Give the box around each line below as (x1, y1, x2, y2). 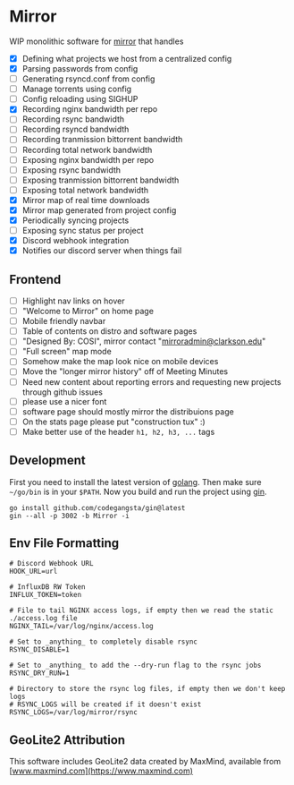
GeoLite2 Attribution (9, 732, 126, 747)
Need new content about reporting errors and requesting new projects (21, 376, 281, 387)
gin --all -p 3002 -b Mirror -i (9, 511, 130, 520)
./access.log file (9, 614, 78, 623)
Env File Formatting (9, 535, 120, 551)
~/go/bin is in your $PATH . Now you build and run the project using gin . (9, 486, 267, 497)
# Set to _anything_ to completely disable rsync (9, 637, 198, 646)
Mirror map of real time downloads (21, 194, 150, 205)
